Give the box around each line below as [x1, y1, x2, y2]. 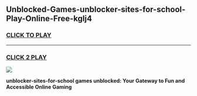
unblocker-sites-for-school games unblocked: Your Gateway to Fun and [6, 77, 185, 84]
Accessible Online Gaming [6, 83, 72, 90]
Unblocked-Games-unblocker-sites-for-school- [6, 5, 186, 15]
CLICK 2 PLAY [6, 53, 47, 61]
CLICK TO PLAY [6, 31, 52, 40]
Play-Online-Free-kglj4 [6, 14, 93, 24]
